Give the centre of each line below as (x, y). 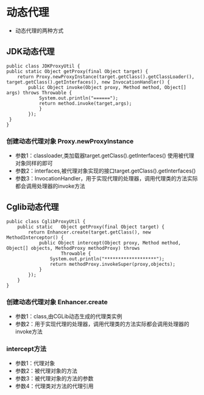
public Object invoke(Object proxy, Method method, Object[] (107, 87)
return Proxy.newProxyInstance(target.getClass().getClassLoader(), (106, 77)
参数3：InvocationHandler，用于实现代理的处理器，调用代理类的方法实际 (106, 179)
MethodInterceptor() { (35, 237)
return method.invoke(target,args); (85, 103)
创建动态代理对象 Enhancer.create (57, 302)
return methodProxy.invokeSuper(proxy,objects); (112, 264)
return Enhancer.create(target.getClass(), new (90, 232)
